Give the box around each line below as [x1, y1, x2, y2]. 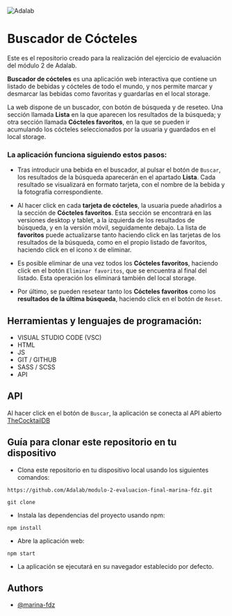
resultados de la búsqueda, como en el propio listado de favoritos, [17, 238, 207, 247]
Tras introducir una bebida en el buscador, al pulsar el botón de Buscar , [17, 165, 221, 174]
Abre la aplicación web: [17, 536, 85, 545]
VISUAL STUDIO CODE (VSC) [17, 334, 102, 342]
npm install [7, 524, 42, 531]
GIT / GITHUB [17, 355, 57, 364]
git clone [7, 499, 36, 505]
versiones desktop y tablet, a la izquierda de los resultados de [17, 216, 195, 225]
